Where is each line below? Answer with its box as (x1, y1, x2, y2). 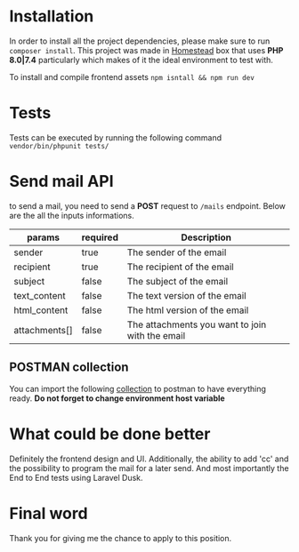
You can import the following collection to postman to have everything (9, 383, 267, 394)
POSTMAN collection (9, 360, 129, 375)
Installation (9, 6, 94, 27)
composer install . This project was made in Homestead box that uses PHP (9, 44, 284, 55)
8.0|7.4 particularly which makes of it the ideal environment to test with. (9, 54, 274, 65)
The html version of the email (126, 304, 249, 316)
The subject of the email (126, 275, 229, 287)
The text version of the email (126, 289, 246, 301)
